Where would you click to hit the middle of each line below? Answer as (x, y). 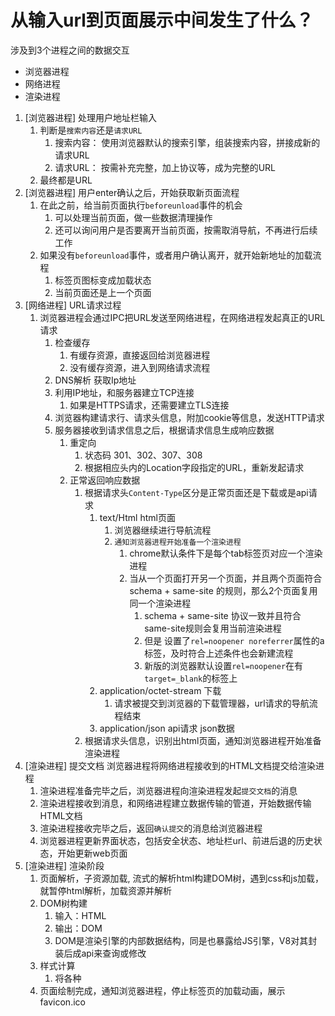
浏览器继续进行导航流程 (163, 530)
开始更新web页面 (92, 853)
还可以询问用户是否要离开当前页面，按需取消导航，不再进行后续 (186, 230)
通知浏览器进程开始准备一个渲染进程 (178, 542)
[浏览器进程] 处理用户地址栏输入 (90, 117)
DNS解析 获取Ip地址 (95, 380)
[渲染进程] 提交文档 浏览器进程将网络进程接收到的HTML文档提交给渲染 (170, 765)
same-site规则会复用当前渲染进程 (213, 628)
